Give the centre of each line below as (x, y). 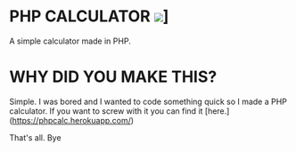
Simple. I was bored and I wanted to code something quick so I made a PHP (148, 101)
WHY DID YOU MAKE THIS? (113, 77)
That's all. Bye (35, 137)
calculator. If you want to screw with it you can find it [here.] (119, 111)
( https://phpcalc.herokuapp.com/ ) (72, 120)
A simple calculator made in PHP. (70, 41)
